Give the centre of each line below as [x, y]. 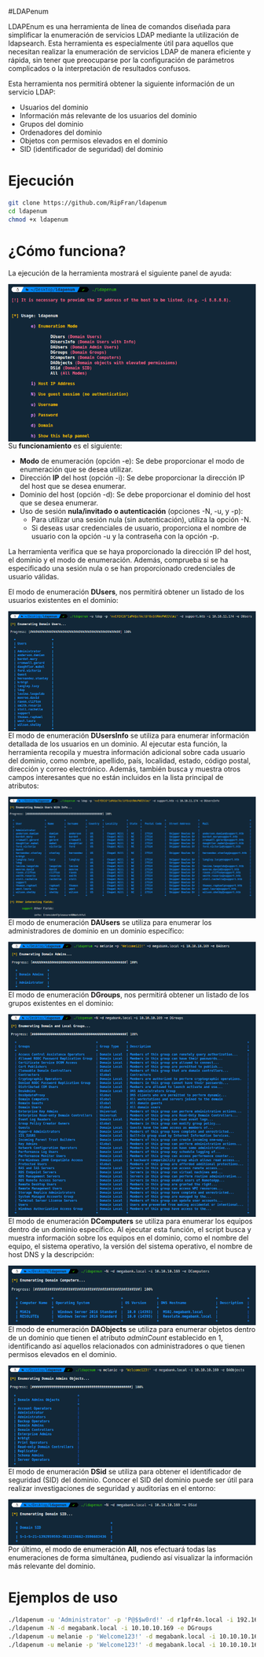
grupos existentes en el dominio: [61, 1003]
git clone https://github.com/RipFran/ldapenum [88, 203]
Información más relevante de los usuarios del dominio [108, 116]
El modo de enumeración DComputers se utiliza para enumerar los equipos [130, 1221]
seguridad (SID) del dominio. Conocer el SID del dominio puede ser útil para [131, 1480]
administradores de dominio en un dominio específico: [96, 930]
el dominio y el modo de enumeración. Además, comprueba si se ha [118, 560]
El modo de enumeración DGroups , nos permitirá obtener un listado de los [129, 994]
